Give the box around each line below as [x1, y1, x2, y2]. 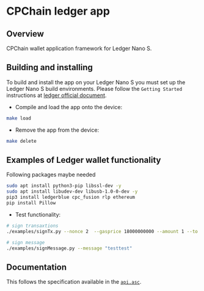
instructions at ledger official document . [6, 92, 107, 99]
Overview [6, 29, 45, 39]
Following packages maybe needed [6, 171, 96, 178]
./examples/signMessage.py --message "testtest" [6, 245, 133, 251]
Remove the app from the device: [15, 126, 100, 134]
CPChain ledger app [6, 4, 110, 18]
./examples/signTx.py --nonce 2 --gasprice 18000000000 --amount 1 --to [6, 228, 199, 234]
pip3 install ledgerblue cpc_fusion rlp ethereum [6, 194, 136, 201]
